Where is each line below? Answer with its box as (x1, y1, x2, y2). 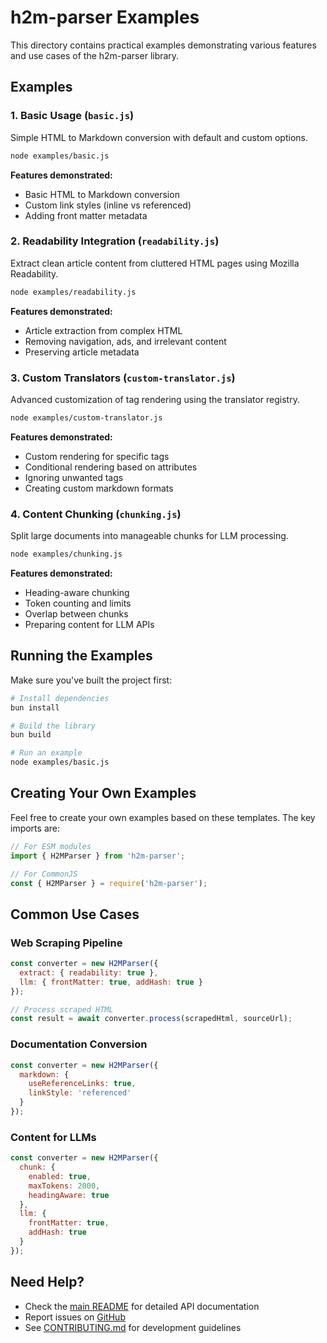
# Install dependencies (10, 693, 110, 703)
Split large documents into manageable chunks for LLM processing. (10, 530, 289, 542)
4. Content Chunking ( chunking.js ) (10, 507, 182, 521)
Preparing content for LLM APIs (24, 619, 155, 631)
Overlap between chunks (24, 608, 129, 620)
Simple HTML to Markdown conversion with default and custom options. (10, 131, 308, 143)
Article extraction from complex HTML (24, 324, 183, 336)
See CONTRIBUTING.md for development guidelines (24, 1321, 242, 1333)
